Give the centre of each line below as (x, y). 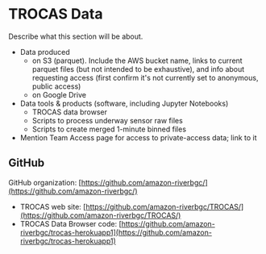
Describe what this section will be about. (76, 36)
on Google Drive (59, 94)
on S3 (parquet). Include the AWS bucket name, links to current (137, 60)
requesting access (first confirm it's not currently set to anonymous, (145, 77)
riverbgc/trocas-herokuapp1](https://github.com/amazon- (116, 232)
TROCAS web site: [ (53, 206)
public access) (56, 86)
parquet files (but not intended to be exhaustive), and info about (138, 69)
